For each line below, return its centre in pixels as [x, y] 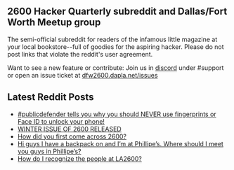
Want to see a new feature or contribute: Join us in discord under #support [116, 68]
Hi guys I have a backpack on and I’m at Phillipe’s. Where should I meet [120, 143]
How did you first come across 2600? [72, 136]
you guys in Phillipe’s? [49, 151]
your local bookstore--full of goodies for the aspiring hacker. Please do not [116, 47]
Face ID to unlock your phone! [61, 121]
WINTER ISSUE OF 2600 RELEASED [69, 129]
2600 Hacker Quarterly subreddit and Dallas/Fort [117, 12]
